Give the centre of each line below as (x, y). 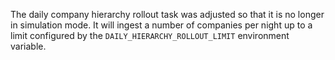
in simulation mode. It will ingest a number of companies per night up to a (161, 25)
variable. (28, 46)
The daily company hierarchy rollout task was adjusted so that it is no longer (167, 14)
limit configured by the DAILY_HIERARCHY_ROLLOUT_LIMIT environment (150, 35)
